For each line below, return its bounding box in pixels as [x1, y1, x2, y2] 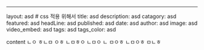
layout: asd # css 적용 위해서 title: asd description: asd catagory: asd [6, 13, 177, 20]
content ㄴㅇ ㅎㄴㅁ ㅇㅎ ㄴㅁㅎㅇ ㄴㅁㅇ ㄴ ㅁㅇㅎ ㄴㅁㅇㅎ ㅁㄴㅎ [6, 39, 161, 45]
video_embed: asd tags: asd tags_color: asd [6, 26, 117, 33]
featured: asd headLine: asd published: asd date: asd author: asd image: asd [6, 19, 198, 27]
